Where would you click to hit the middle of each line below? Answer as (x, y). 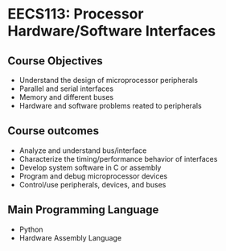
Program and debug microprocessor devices (93, 176)
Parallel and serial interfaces (66, 88)
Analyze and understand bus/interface (83, 150)
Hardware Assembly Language (70, 237)
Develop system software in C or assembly (90, 167)
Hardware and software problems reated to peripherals (110, 106)
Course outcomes (53, 131)
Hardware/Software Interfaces (112, 31)
